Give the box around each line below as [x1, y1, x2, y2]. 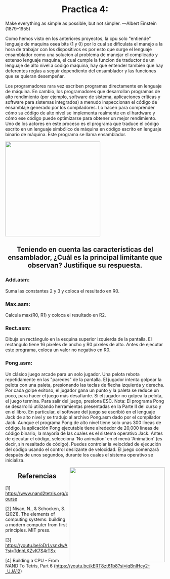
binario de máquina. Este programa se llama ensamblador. [5, 131, 126, 137]
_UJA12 [5, 568, 21, 574]
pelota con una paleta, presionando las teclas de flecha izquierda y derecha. [5, 382, 164, 388]
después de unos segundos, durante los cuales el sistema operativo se [5, 451, 153, 458]
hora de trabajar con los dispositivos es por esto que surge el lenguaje [5, 46, 152, 52]
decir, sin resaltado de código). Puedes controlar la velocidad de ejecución [5, 441, 161, 447]
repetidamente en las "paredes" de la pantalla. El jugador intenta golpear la [5, 376, 162, 383]
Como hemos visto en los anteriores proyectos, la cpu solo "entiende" [5, 35, 151, 42]
